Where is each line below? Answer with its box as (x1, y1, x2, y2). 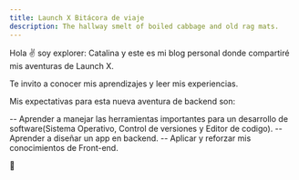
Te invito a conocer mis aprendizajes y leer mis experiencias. (9, 78, 239, 89)
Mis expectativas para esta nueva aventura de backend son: (9, 95, 235, 106)
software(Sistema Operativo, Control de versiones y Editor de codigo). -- (9, 123, 283, 134)
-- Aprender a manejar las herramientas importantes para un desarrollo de (9, 113, 289, 124)
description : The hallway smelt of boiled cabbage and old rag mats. (9, 22, 280, 31)
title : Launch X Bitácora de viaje (9, 13, 145, 23)
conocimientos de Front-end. (9, 142, 119, 153)
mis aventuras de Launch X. (9, 60, 114, 71)
